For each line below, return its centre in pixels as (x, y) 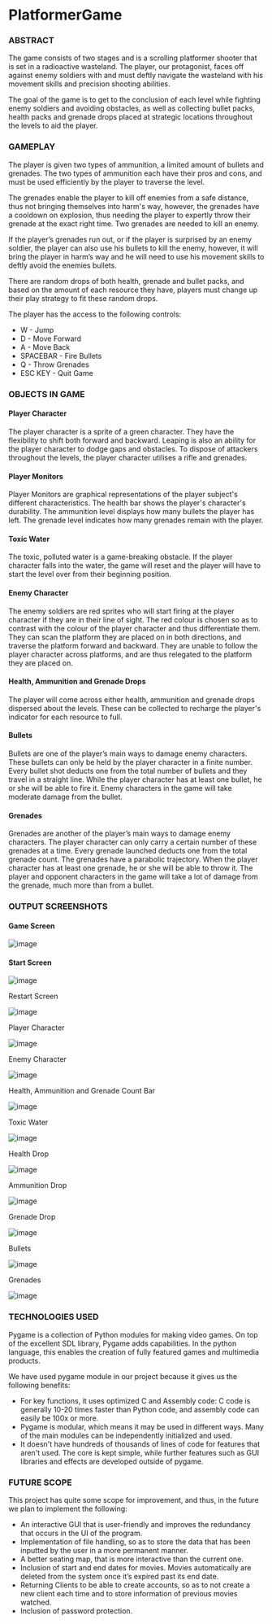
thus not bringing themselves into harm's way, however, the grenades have (134, 206)
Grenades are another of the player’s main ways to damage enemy (120, 834)
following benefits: (39, 1385)
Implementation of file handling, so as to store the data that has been (135, 1542)
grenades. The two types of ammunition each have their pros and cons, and (135, 173)
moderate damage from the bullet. (66, 797)
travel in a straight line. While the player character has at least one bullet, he (135, 779)
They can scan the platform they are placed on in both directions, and (125, 637)
